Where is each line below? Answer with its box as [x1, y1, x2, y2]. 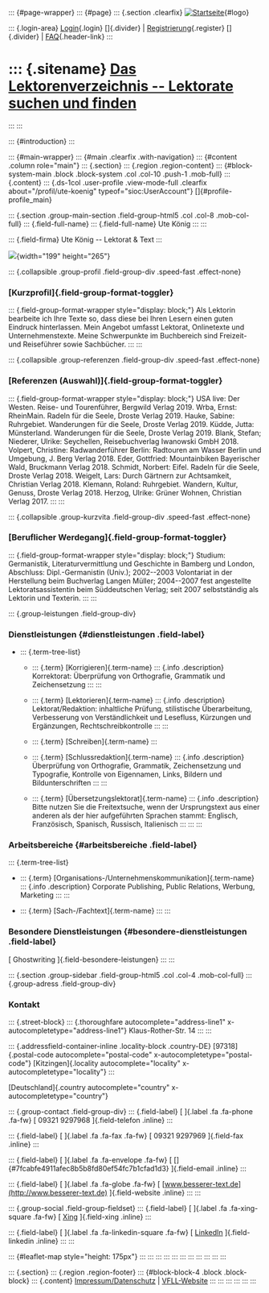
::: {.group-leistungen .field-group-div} [8, 608, 137, 618]
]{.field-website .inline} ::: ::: [109, 1188, 202, 1198]
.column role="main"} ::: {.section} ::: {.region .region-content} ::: [8, 160, 222, 170]
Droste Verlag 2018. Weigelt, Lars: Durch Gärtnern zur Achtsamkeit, [8, 470, 231, 480]
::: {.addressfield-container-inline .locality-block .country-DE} [8, 1042, 211, 1051]
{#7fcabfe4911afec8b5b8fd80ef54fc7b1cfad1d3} [8, 1164, 170, 1174]
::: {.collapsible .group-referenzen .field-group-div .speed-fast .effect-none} [8, 355, 261, 365]
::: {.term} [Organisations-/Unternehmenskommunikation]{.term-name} [19, 873, 255, 883]
